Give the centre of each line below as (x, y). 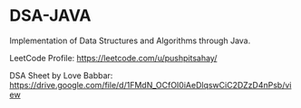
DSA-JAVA (51, 16)
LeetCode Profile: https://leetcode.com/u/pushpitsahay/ (113, 58)
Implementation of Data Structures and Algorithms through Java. (130, 40)
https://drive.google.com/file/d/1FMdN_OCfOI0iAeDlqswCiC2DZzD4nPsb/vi (150, 85)
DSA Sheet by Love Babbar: (61, 75)
